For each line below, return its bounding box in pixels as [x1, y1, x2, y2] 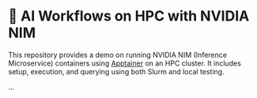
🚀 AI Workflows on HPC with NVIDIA [8, 7, 250, 25]
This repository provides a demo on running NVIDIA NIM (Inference [8, 50, 228, 59]
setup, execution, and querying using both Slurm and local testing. [8, 66, 225, 76]
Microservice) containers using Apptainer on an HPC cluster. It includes [8, 58, 241, 68]
